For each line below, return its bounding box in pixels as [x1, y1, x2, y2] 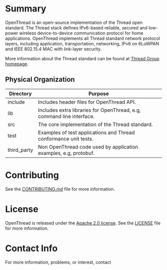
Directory [9, 90, 32, 97]
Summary [5, 3, 46, 14]
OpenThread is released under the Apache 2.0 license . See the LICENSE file [5, 220, 161, 226]
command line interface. [38, 113, 95, 120]
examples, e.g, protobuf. [38, 149, 95, 156]
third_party [7, 146, 33, 153]
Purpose [88, 90, 109, 97]
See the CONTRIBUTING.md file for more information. [5, 186, 115, 192]
